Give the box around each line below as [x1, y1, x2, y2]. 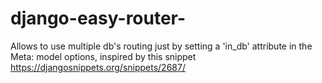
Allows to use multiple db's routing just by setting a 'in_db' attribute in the [10, 40, 313, 52]
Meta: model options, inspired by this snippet [10, 50, 197, 62]
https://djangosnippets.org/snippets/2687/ [10, 61, 186, 73]
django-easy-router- [10, 7, 187, 30]
